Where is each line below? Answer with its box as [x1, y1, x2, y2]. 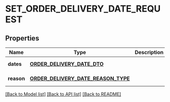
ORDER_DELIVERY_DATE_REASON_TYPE [29, 75, 130, 82]
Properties [5, 34, 39, 42]
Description [135, 49, 163, 56]
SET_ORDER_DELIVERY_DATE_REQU [5, 3, 161, 15]
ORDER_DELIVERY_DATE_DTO [29, 61, 104, 67]
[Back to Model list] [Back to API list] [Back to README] [5, 91, 121, 97]
